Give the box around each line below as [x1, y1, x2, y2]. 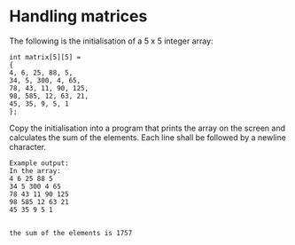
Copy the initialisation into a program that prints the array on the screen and [9, 122, 286, 133]
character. [9, 141, 47, 152]
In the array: [9, 166, 62, 175]
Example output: [9, 158, 69, 168]
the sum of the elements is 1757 [9, 228, 133, 237]
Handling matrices [9, 6, 148, 27]
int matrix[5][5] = [9, 52, 82, 61]
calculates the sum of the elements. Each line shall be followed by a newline [9, 131, 286, 143]
